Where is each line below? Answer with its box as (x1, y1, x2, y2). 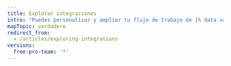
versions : (7, 42, 36, 49)
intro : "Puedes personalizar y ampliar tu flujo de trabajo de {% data (7, 16, 217, 23)
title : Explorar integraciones (7, 10, 97, 17)
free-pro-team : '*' (13, 49, 69, 56)
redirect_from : (7, 29, 51, 36)
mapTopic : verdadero (7, 23, 67, 30)
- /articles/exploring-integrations (13, 36, 118, 43)
